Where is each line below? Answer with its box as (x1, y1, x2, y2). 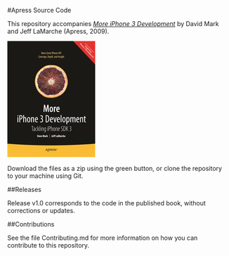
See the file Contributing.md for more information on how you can (7, 233, 198, 242)
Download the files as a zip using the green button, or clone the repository (7, 165, 223, 172)
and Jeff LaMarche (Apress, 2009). (7, 27, 110, 35)
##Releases (7, 186, 42, 193)
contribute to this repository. (7, 241, 90, 249)
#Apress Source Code (7, 6, 72, 14)
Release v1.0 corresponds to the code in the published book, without (7, 199, 206, 207)
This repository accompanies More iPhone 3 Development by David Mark (7, 20, 219, 27)
